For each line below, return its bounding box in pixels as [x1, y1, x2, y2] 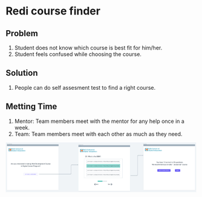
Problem [5, 28, 39, 39]
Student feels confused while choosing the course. [14, 51, 142, 58]
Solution [5, 68, 38, 78]
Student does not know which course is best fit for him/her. [14, 44, 163, 51]
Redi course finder [5, 4, 101, 18]
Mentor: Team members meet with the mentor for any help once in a [14, 117, 185, 125]
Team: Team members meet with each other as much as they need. [14, 130, 183, 137]
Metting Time [5, 101, 57, 112]
